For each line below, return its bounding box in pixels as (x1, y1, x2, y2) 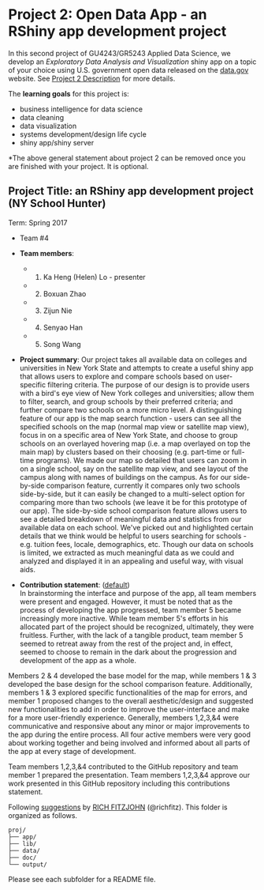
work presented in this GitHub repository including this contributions (8, 779, 230, 788)
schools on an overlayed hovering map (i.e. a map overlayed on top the (19, 439, 251, 448)
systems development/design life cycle (19, 129, 147, 139)
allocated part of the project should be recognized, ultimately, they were (19, 622, 255, 632)
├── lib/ (8, 839, 37, 847)
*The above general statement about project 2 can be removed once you (8, 153, 246, 163)
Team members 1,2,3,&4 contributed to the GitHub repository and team (8, 761, 239, 771)
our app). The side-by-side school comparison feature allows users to (19, 506, 247, 515)
